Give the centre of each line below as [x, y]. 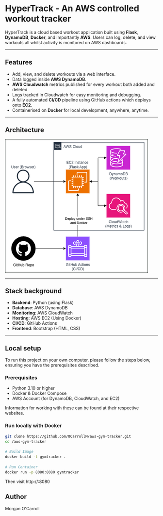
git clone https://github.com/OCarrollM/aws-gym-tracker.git [68, 436]
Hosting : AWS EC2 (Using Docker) [47, 318]
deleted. [20, 89]
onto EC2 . [22, 105]
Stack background [33, 291]
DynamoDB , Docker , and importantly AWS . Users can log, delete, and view [81, 37]
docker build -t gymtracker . [36, 457]
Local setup [23, 348]
